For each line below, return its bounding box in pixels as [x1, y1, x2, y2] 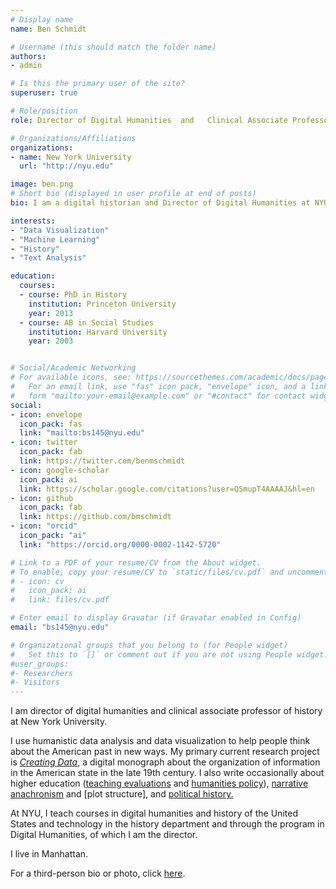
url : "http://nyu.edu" [19, 161, 114, 171]
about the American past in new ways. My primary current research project [10, 746, 320, 758]
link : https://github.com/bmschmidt [19, 512, 172, 522]
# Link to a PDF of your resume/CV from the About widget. [10, 557, 262, 568]
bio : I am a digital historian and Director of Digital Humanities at [10, 198, 311, 208]
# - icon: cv [10, 576, 65, 586]
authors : [10, 51, 47, 61]
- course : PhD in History [19, 290, 128, 300]
